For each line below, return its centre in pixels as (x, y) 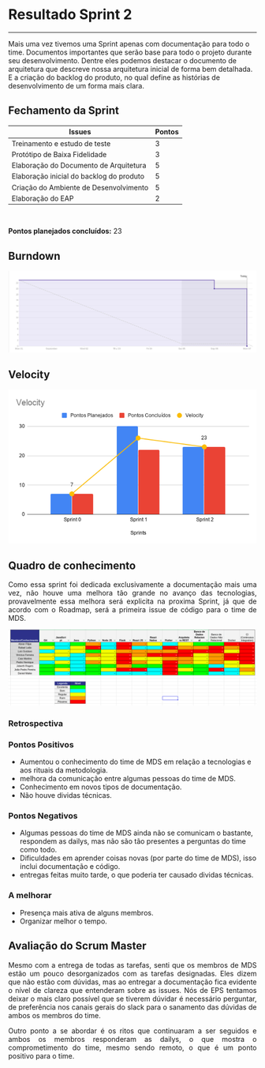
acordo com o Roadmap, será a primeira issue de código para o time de (132, 610)
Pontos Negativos (43, 816)
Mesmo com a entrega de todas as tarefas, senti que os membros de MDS (132, 965)
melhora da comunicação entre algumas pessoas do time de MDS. (128, 779)
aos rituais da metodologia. (63, 770)
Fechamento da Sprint (64, 111)
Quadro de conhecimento (72, 565)
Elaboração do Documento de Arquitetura (79, 165)
